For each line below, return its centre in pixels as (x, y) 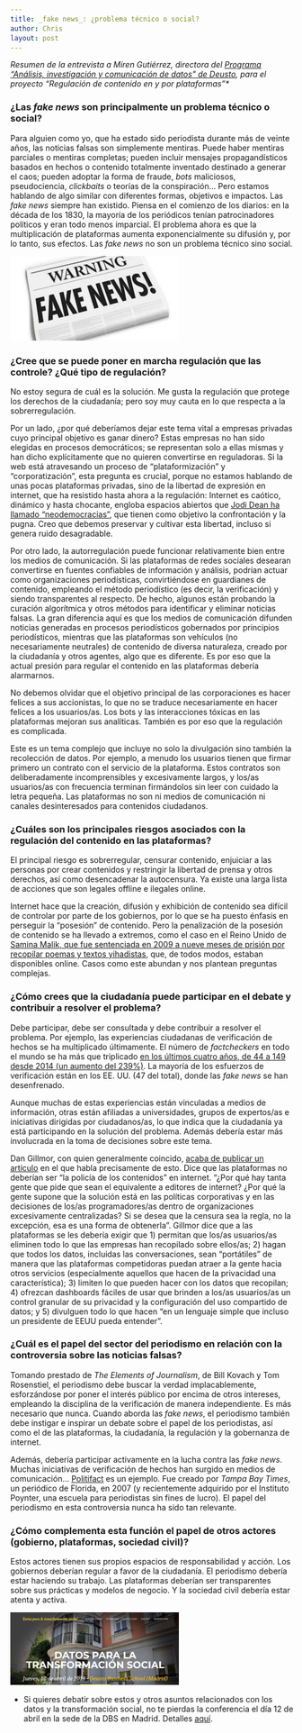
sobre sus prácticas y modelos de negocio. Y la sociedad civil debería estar (150, 1591)
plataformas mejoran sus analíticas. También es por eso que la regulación (147, 721)
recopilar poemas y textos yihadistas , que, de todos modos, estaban (137, 954)
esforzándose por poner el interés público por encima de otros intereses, (146, 1394)
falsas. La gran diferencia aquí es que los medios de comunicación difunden (151, 618)
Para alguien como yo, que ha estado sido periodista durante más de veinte (150, 138)
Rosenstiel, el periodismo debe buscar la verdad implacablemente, (133, 1384)
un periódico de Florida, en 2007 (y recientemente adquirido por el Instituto (150, 1488)
